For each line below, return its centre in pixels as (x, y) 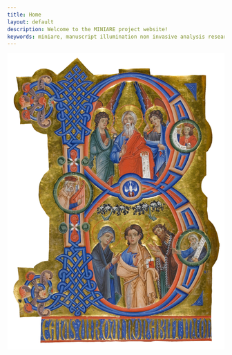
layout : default (30, 22)
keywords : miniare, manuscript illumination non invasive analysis (106, 37)
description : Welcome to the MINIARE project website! (88, 29)
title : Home (24, 15)
